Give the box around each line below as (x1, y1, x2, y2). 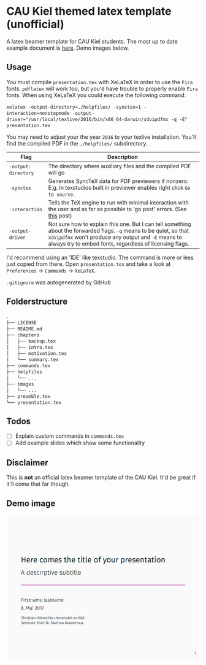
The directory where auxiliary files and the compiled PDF (48, 162, 191, 169)
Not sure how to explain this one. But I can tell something (48, 220, 191, 228)
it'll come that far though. (6, 480, 71, 488)
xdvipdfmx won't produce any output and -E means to (48, 233, 182, 241)
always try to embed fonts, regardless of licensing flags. (48, 240, 189, 247)
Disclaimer (6, 457, 48, 468)
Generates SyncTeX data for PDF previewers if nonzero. (48, 177, 189, 185)
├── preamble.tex (6, 393, 51, 400)
